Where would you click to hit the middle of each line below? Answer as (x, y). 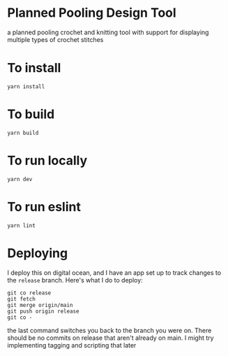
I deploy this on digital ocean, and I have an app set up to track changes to (114, 272)
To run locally (47, 161)
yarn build (23, 133)
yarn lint (22, 225)
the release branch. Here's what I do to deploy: (75, 280)
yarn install (26, 86)
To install (34, 68)
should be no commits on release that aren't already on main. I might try (111, 338)
